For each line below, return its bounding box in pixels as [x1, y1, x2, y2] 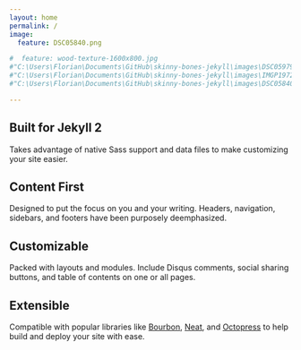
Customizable [9, 238, 90, 253]
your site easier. [9, 153, 69, 164]
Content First [9, 179, 85, 194]
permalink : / [9, 21, 58, 30]
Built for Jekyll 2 [9, 120, 103, 135]
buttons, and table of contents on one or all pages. [9, 272, 196, 283]
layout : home [9, 13, 58, 22]
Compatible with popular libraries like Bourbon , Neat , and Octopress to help [9, 321, 289, 332]
